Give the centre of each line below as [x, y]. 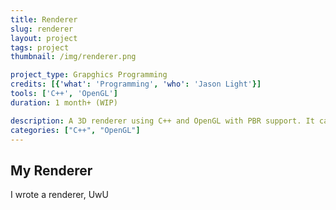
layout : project [44, 38]
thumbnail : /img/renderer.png [73, 57]
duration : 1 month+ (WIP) [64, 102]
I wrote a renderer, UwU [59, 195]
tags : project [40, 47]
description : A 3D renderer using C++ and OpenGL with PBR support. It [162, 121]
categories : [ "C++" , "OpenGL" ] [75, 130]
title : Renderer [44, 19]
